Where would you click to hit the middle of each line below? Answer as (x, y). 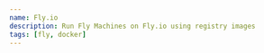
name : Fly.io (34, 18)
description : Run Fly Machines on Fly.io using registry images (132, 26)
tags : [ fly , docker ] (48, 34)
